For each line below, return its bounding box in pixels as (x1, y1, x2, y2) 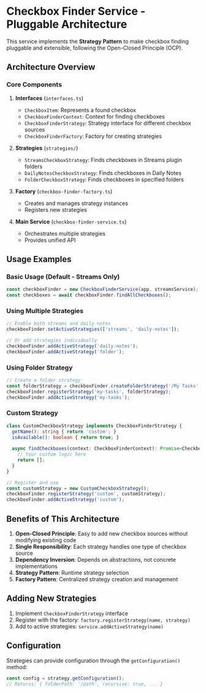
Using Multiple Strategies (6, 306, 84, 315)
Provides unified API (24, 236, 76, 244)
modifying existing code (15, 536, 77, 544)
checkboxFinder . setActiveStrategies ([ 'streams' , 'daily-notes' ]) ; (6, 327, 180, 333)
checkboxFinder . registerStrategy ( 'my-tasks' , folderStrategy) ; (6, 389, 172, 395)
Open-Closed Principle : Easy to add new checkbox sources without (15, 530, 188, 538)
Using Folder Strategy (6, 363, 73, 372)
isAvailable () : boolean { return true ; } (12, 434, 120, 440)
